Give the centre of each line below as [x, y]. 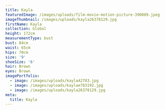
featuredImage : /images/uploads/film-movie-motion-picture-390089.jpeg [82, 15]
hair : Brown [18, 66]
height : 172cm [20, 33]
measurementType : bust [29, 39]
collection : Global [26, 29]
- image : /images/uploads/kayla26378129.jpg [58, 90]
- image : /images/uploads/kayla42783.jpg [54, 81]
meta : [11, 95]
